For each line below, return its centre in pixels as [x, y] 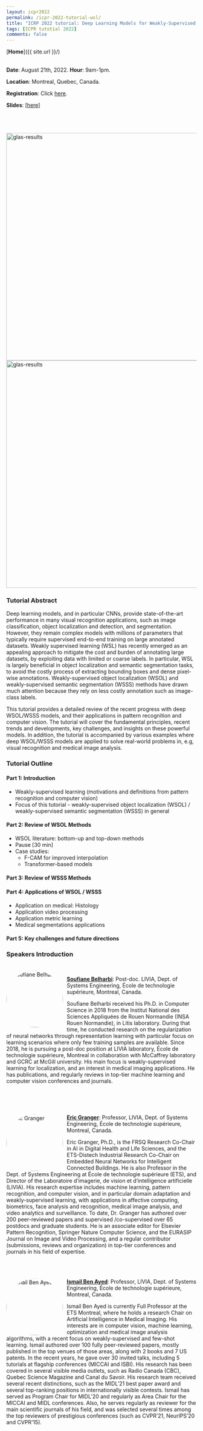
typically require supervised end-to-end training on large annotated [90, 639]
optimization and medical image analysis [117, 1332]
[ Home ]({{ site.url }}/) [33, 52]
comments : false [27, 35]
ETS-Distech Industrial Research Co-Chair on [123, 1155]
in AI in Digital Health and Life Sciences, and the [126, 1149]
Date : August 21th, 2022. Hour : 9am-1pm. [58, 70]
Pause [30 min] [34, 844]
